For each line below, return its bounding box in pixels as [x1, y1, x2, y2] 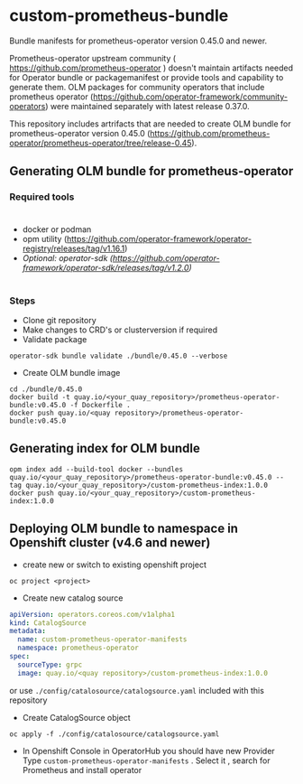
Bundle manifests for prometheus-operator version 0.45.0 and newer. [9, 35, 268, 46]
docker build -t [9, 393, 70, 402]
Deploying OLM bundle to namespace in [9, 521, 239, 537]
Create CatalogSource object [22, 712, 131, 723]
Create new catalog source [22, 593, 124, 603]
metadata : [9, 627, 47, 636]
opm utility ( [22, 234, 68, 245]
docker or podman [22, 224, 92, 235]
